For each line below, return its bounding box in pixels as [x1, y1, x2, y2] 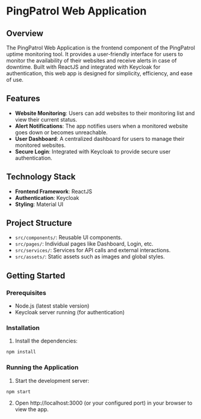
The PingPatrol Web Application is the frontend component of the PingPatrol [6, 44, 196, 51]
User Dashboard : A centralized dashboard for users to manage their [14, 135, 185, 142]
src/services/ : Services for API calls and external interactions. [14, 247, 171, 254]
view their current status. [14, 116, 77, 123]
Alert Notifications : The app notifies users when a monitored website [14, 122, 188, 129]
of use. [6, 76, 24, 83]
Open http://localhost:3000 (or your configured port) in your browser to [14, 399, 193, 407]
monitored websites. [14, 141, 66, 149]
